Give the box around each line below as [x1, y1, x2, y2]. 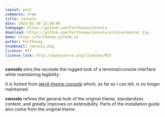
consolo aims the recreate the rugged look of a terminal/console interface [5, 66, 156, 72]
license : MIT [5, 48, 32, 53]
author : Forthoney [5, 39, 43, 44]
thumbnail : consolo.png [5, 44, 54, 49]
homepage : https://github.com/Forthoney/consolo [5, 26, 107, 30]
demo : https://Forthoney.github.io [5, 35, 79, 40]
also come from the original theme [5, 106, 75, 112]
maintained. [5, 87, 29, 92]
